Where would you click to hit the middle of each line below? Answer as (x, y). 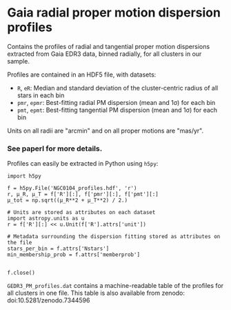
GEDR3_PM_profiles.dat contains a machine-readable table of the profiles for (115, 286)
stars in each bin (41, 95)
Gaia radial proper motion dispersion (114, 13)
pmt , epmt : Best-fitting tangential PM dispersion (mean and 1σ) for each (117, 110)
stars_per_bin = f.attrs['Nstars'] (58, 249)
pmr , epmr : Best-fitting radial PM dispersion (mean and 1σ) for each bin (116, 102)
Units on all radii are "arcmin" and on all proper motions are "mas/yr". (106, 130)
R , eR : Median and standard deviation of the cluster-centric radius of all (118, 88)
